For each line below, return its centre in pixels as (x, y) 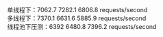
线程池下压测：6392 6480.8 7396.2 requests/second (82, 27)
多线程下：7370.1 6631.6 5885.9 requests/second (77, 18)
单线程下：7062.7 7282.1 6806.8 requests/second (77, 10)
